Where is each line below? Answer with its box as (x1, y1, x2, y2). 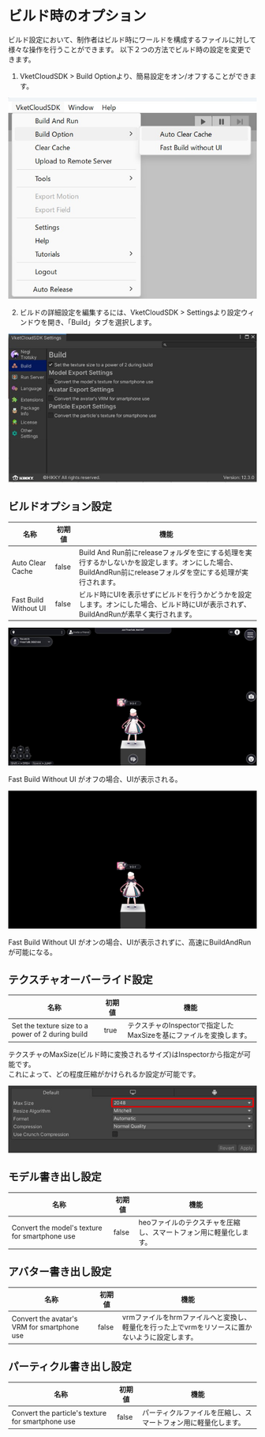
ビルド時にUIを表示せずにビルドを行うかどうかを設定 (78, 590, 252, 599)
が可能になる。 (8, 948, 57, 957)
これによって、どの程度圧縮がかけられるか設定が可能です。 (8, 1069, 200, 1079)
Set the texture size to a (11, 1021, 88, 1031)
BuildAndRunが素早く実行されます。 (78, 609, 197, 619)
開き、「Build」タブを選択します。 (47, 318, 156, 326)
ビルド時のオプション (8, 7, 147, 25)
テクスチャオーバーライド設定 (8, 973, 153, 986)
